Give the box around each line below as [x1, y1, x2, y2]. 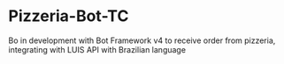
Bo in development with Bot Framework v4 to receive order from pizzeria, [8, 35, 276, 46]
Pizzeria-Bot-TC [8, 6, 129, 26]
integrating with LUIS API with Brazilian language [8, 44, 187, 54]
